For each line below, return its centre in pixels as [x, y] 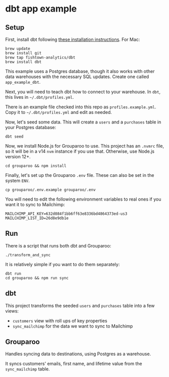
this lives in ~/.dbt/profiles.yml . [40, 97]
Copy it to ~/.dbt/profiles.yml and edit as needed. [59, 112]
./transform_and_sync [28, 255]
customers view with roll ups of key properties [60, 321]
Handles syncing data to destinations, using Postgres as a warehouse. [78, 354]
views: [12, 311]
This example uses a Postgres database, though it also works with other [80, 71]
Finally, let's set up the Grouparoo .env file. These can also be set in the [80, 175]
